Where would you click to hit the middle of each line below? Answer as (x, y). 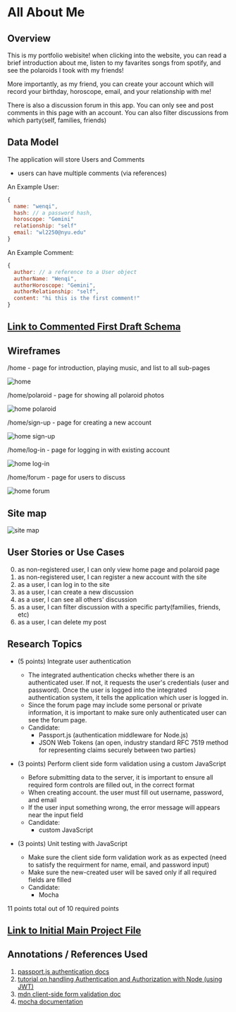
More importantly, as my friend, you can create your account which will (111, 84)
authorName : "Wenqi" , (45, 279)
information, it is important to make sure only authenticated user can (127, 712)
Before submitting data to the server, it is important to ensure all (120, 777)
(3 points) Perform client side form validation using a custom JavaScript (122, 763)
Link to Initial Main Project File (74, 930)
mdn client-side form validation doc (69, 994)
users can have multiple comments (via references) (92, 173)
